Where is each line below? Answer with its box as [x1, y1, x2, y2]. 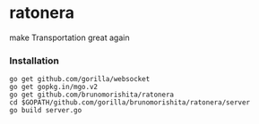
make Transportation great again [9, 32, 130, 43]
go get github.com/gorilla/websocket [9, 75, 151, 84]
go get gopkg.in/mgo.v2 [9, 83, 99, 92]
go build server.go [9, 106, 82, 115]
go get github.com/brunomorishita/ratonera [9, 90, 175, 100]
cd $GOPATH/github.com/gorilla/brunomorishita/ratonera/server [9, 98, 251, 107]
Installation [9, 54, 60, 67]
